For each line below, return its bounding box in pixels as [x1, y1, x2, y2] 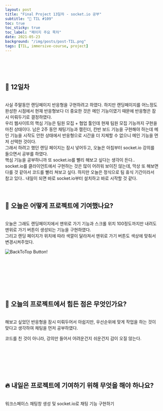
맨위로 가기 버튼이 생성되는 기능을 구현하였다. [5, 227, 91, 233]
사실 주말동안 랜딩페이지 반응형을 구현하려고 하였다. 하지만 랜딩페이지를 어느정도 [5, 102, 158, 108]
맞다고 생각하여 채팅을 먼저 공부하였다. [5, 325, 78, 331]
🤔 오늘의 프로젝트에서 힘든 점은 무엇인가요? [5, 300, 127, 308]
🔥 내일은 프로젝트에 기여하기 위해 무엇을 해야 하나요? [5, 382, 154, 390]
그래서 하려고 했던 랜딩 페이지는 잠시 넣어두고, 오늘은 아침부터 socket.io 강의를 [5, 145, 155, 151]
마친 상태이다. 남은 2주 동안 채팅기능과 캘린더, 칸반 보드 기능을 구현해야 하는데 [5, 126, 153, 132]
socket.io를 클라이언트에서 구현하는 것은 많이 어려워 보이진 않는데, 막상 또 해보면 [5, 163, 159, 169]
